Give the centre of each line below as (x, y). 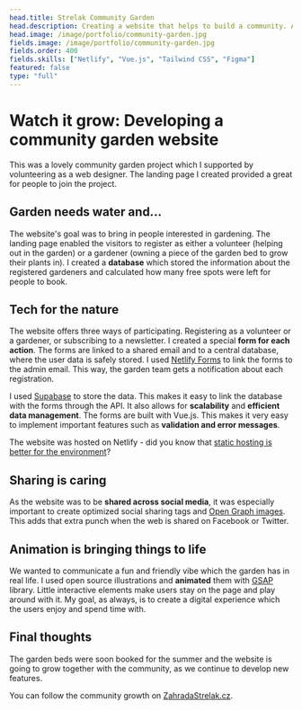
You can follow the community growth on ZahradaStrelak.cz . (121, 695)
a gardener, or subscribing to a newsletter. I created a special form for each (150, 341)
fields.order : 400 (44, 51)
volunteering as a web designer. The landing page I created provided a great (151, 174)
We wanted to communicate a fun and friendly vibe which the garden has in (150, 571)
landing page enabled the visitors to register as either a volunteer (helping (146, 243)
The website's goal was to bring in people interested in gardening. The (140, 234)
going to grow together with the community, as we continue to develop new (149, 668)
